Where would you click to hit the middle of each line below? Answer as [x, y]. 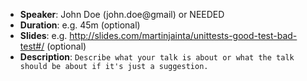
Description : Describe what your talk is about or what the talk [157, 57]
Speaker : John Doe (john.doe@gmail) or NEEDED [122, 14]
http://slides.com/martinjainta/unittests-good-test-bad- [183, 35]
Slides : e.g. [43, 35]
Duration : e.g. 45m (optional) [80, 25]
